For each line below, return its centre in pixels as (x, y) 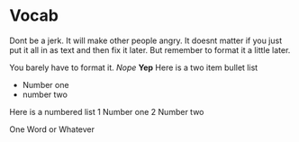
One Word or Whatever (52, 129)
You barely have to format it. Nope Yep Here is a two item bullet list (134, 67)
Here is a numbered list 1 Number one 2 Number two (107, 111)
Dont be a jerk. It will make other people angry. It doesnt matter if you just (146, 40)
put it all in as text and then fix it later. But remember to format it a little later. (150, 49)
